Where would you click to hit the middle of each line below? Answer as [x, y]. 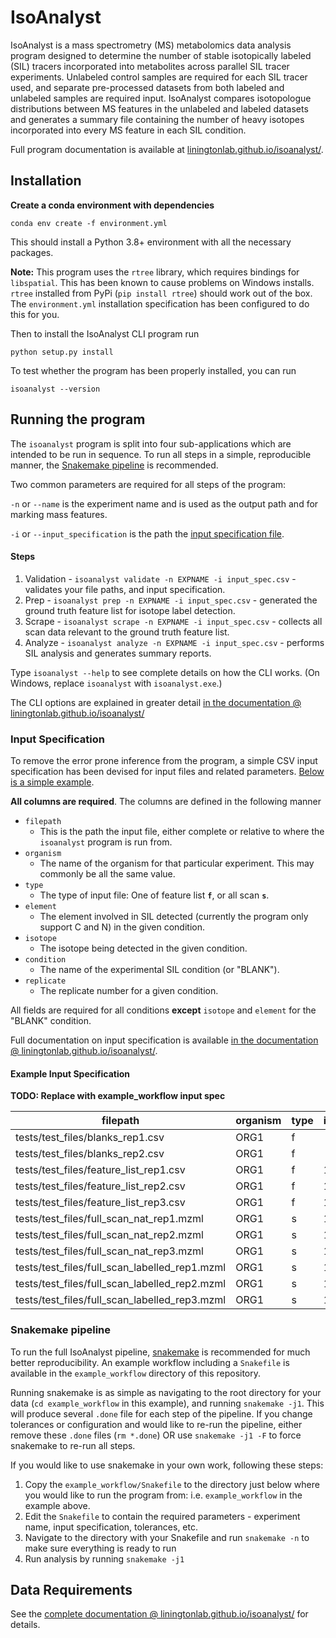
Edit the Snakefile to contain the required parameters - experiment [162, 1516]
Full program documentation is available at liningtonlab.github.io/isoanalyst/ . [167, 149]
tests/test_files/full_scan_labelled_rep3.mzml [121, 1300]
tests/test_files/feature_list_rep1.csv [100, 1170]
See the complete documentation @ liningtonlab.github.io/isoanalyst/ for [159, 1614]
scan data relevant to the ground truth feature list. [127, 632]
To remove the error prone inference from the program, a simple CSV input [164, 761]
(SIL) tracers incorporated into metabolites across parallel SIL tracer [150, 66]
